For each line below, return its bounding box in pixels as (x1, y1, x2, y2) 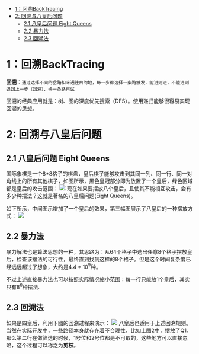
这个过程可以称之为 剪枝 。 (16, 342, 79, 349)
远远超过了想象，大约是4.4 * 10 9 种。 (11, 262, 102, 270)
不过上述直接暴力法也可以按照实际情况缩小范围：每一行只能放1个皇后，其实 (6, 276, 190, 283)
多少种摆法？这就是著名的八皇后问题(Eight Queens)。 (6, 192, 136, 199)
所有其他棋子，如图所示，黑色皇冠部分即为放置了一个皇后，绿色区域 (26, 177, 193, 184)
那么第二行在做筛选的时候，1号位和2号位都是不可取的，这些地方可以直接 (6, 334, 183, 341)
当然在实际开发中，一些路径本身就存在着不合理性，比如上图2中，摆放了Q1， (6, 327, 192, 334)
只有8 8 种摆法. (6, 282, 40, 291)
